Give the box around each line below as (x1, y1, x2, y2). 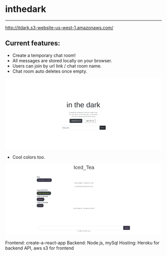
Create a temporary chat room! (12, 52, 76, 58)
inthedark (5, 3, 46, 15)
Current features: (5, 39, 61, 48)
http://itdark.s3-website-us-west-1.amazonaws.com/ (5, 24, 113, 30)
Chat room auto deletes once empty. (12, 68, 87, 74)
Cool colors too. (12, 154, 46, 160)
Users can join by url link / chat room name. (12, 63, 102, 69)
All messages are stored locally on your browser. (12, 57, 112, 63)
